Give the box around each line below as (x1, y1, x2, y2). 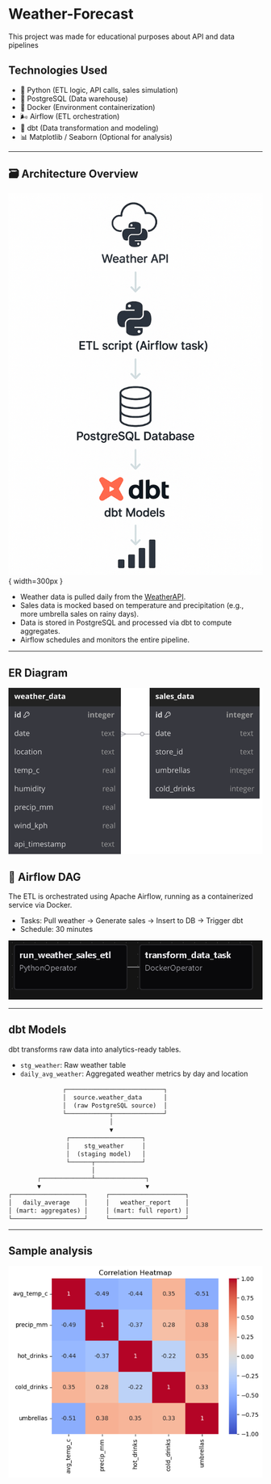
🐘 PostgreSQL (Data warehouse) (19, 94, 128, 103)
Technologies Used (8, 64, 107, 78)
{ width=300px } (8, 576, 63, 586)
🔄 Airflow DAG (8, 870, 81, 883)
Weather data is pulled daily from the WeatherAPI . (19, 592, 186, 602)
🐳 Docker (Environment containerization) (19, 102, 156, 112)
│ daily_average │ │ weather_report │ (8, 1198, 190, 1207)
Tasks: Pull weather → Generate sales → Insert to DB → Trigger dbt (19, 916, 244, 925)
